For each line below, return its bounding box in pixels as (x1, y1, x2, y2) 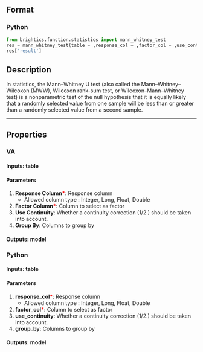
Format (6, 5, 34, 15)
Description (6, 65, 51, 75)
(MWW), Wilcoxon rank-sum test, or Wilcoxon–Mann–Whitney (30, 87, 184, 94)
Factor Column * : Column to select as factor (14, 202, 125, 210)
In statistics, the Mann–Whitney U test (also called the (6, 81, 140, 88)
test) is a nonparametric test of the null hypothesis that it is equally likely (6, 94, 186, 101)
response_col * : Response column (14, 293, 101, 300)
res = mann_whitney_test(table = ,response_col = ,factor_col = (6, 42, 172, 48)
